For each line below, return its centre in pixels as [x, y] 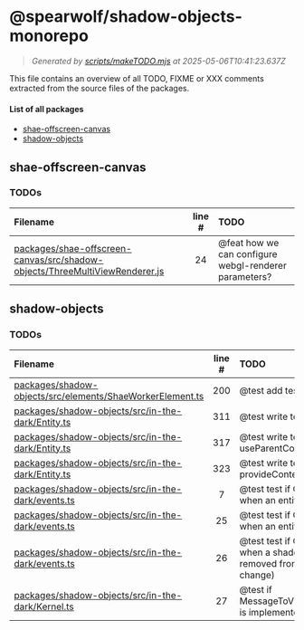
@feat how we [249, 243]
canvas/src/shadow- [59, 260]
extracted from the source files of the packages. [100, 88]
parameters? [245, 276]
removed [258, 563]
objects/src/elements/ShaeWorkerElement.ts [109, 396]
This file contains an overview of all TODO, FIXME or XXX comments [137, 78]
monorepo [49, 36]
